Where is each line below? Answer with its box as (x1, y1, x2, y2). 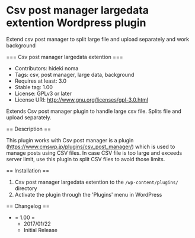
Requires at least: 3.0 (14, 77, 67, 84)
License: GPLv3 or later (14, 90, 72, 97)
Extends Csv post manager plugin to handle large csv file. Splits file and (6, 107, 182, 115)
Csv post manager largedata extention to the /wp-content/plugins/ (14, 178, 179, 185)
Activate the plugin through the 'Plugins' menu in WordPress (14, 191, 162, 198)
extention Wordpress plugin (6, 16, 146, 30)
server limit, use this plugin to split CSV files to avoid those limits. (6, 155, 165, 162)
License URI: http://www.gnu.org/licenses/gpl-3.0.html (14, 96, 148, 103)
